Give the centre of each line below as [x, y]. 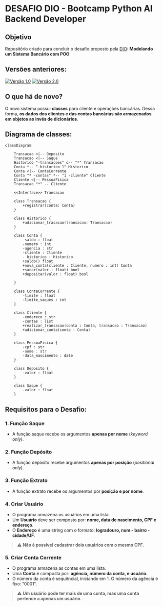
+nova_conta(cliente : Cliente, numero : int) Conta [77, 266]
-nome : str [35, 352]
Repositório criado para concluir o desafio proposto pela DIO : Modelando [79, 49]
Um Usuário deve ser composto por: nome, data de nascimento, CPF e [84, 520]
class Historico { [32, 219]
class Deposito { [31, 369]
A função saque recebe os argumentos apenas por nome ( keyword [80, 434]
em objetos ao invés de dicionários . [42, 119]
